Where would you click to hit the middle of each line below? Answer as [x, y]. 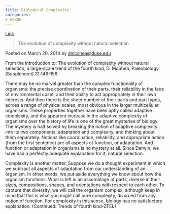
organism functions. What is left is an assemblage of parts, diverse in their [83, 180]
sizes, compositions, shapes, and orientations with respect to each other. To [85, 185]
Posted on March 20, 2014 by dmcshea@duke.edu [58, 53]
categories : [18, 15]
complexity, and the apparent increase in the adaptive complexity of [76, 116]
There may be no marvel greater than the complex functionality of [74, 83]
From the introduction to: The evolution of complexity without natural [77, 63]
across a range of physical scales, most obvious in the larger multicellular [82, 105]
